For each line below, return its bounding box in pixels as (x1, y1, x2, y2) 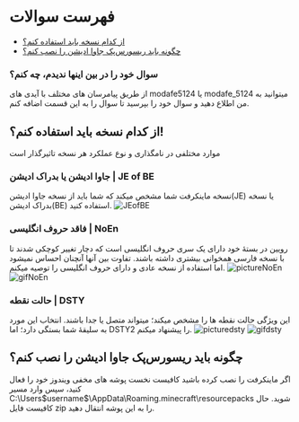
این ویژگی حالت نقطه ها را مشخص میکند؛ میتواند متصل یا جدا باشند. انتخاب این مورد (9, 314, 291, 325)
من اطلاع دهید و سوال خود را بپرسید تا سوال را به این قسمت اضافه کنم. (9, 98, 250, 109)
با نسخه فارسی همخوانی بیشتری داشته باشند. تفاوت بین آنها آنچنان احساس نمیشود (9, 252, 285, 263)
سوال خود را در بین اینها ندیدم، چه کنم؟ (9, 67, 159, 80)
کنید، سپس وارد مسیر (9, 383, 83, 394)
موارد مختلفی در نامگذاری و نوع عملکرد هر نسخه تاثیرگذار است (9, 148, 221, 159)
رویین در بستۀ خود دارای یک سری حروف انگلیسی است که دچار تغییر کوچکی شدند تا (9, 242, 289, 253)
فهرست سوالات (9, 6, 115, 27)
